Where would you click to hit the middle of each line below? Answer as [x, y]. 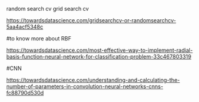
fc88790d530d [25, 93]
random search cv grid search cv [48, 9]
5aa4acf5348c [25, 27]
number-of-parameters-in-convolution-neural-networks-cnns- [85, 86]
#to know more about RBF [39, 38]
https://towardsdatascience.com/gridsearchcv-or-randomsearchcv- [91, 20]
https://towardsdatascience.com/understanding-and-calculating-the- [93, 80]
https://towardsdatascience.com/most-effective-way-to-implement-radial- [99, 50]
